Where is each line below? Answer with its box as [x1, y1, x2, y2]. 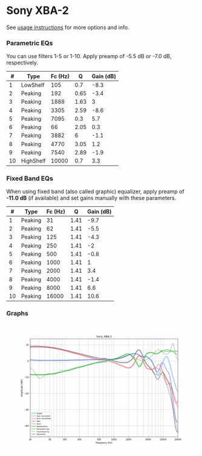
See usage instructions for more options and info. [6, 24, 130, 31]
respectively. [6, 59, 38, 67]
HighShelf [21, 157, 46, 164]
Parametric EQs [6, 39, 53, 47]
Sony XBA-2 [6, 4, 70, 18]
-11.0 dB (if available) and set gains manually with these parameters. [6, 195, 177, 202]
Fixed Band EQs [6, 174, 53, 183]
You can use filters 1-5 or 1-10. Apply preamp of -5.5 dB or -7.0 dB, [6, 53, 172, 60]
